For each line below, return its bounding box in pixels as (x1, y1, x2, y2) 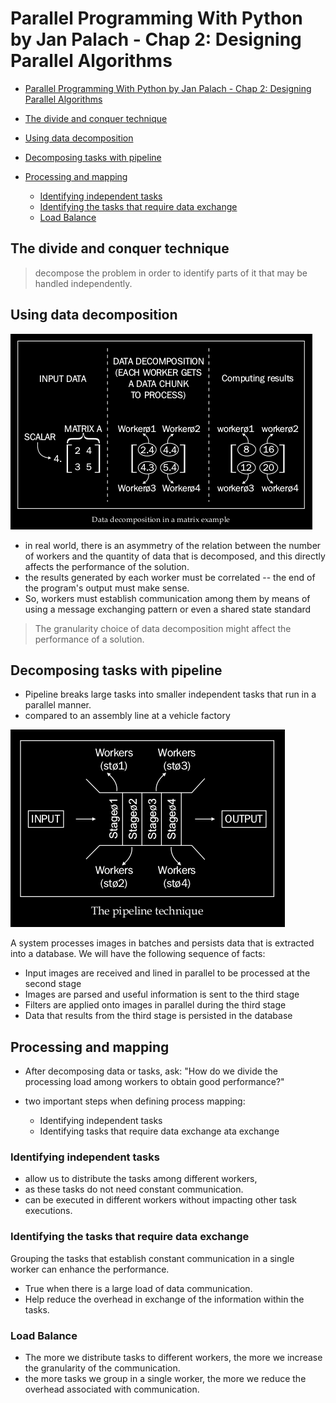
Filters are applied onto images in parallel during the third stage (24, 999, 287, 1011)
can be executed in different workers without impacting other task (24, 1194, 297, 1206)
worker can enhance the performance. (10, 1263, 170, 1275)
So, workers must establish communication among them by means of (24, 592, 311, 604)
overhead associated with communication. (24, 1383, 200, 1396)
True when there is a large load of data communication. (24, 1282, 253, 1294)
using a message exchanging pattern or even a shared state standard (24, 603, 312, 615)
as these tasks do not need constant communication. (24, 1183, 244, 1196)
